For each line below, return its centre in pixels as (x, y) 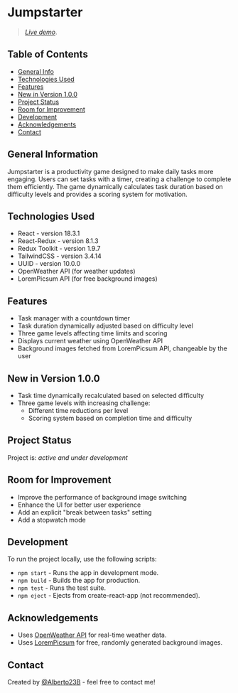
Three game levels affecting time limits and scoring (92, 333)
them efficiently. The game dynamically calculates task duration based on (115, 186)
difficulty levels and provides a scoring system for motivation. (98, 194)
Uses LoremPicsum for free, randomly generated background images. (120, 643)
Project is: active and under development (67, 457)
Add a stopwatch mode (52, 520)
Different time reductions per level (78, 410)
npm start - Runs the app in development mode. (88, 573)
